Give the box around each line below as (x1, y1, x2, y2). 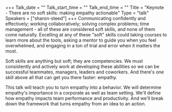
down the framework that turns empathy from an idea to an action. (5, 101, 146, 107)
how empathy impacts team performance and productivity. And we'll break (5, 95, 164, 101)
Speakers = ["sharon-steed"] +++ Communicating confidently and (5, 15, 146, 21)
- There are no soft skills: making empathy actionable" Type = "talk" (5, 10, 149, 16)
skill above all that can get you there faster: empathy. (5, 74, 118, 80)
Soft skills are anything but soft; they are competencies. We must (5, 58, 143, 64)
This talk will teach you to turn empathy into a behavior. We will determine (5, 84, 162, 90)
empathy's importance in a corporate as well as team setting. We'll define (5, 90, 161, 96)
